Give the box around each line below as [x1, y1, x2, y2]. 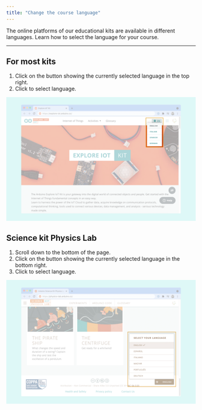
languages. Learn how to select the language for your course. [6, 33, 159, 40]
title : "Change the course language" [6, 10, 101, 16]
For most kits [6, 57, 56, 67]
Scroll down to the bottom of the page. [14, 249, 111, 256]
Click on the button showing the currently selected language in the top [14, 72, 190, 79]
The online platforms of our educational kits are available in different [6, 27, 176, 34]
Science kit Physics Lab [6, 232, 97, 243]
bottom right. [14, 262, 47, 269]
